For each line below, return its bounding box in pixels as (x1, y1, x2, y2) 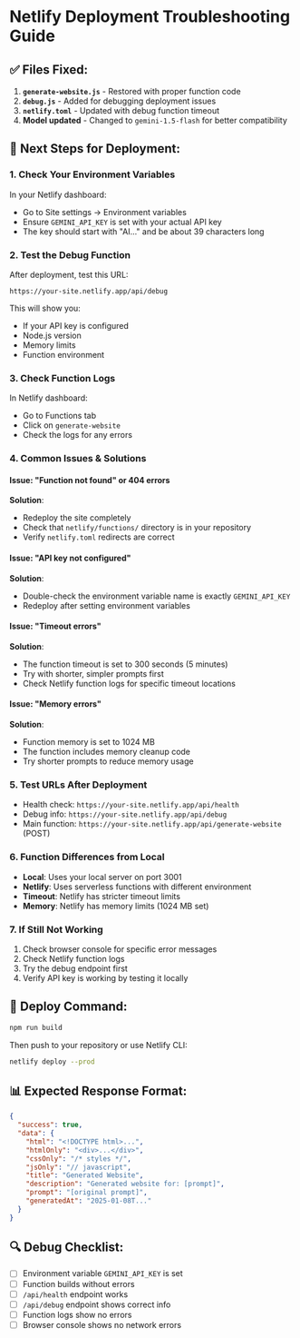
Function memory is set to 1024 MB (22, 737, 156, 748)
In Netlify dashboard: (9, 392, 88, 403)
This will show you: (9, 302, 82, 313)
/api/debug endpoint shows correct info (22, 1299, 171, 1310)
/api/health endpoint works (22, 1288, 129, 1300)
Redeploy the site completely (22, 512, 131, 523)
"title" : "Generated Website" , (25, 1171, 144, 1180)
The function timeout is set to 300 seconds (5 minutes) (22, 659, 228, 669)
